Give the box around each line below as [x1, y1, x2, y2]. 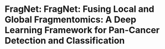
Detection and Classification [4, 35, 125, 47]
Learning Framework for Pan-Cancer [4, 25, 160, 36]
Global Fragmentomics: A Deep [4, 14, 137, 25]
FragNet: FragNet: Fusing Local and [4, 3, 155, 15]
